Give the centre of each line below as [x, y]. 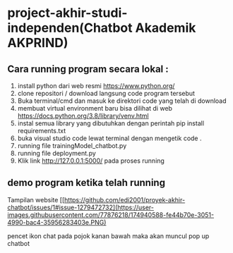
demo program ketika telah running [86, 183]
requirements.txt [42, 131]
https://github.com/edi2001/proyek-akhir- [125, 199]
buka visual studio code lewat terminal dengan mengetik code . [109, 138]
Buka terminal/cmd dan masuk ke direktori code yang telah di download [122, 101]
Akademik [166, 28]
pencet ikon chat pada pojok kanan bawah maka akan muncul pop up [108, 236]
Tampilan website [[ [36, 199]
